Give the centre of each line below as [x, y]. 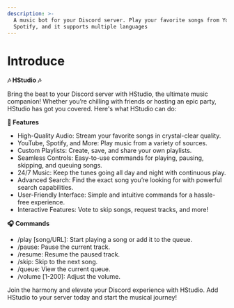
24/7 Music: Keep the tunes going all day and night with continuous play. [122, 173]
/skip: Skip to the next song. [57, 262]
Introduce [36, 61]
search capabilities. [45, 188]
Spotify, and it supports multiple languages [81, 26]
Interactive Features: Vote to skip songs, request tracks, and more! [113, 210]
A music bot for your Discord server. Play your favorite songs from [116, 20]
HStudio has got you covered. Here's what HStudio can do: [92, 109]
